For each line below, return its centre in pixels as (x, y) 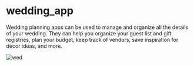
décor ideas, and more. (34, 46)
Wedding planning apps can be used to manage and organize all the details (97, 27)
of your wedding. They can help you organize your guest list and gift (89, 33)
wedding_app (40, 11)
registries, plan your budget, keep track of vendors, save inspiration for (92, 39)
